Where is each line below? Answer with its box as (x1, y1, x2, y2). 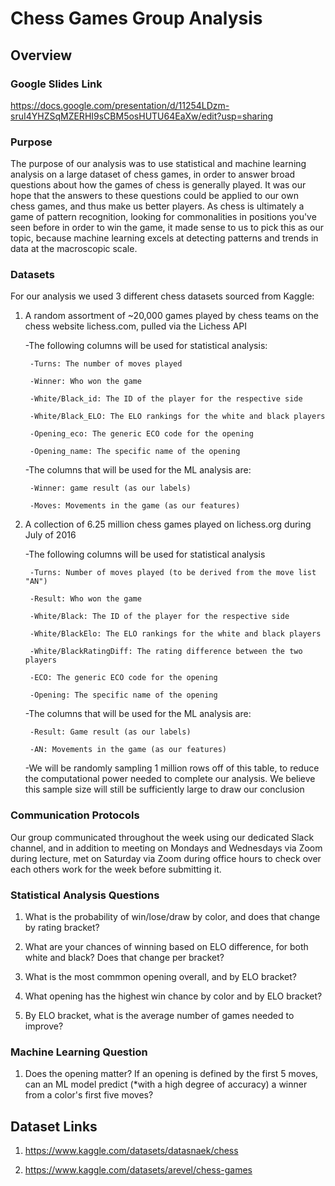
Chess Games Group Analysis (10, 7, 263, 30)
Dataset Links (10, 1118, 98, 1135)
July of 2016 (24, 529, 77, 541)
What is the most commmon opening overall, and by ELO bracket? (24, 971, 297, 983)
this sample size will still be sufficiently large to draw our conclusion (24, 783, 305, 796)
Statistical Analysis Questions (10, 888, 160, 902)
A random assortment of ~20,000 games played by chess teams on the (24, 310, 319, 322)
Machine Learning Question (10, 1045, 148, 1059)
